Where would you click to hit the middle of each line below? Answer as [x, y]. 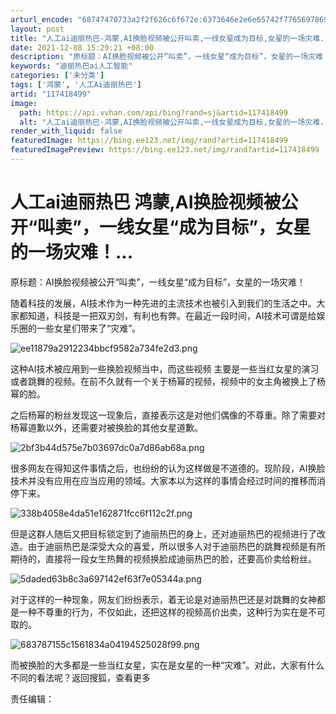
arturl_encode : [42, 19]
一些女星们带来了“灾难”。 [89, 328]
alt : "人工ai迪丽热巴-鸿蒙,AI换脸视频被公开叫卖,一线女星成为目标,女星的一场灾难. [172, 122]
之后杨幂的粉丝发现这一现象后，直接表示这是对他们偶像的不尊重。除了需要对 [168, 415]
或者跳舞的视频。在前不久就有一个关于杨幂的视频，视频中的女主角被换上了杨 [168, 381]
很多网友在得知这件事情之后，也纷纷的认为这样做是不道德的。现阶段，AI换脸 [168, 468]
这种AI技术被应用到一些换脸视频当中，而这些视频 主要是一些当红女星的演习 [165, 368]
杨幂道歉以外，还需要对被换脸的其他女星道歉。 [106, 427]
